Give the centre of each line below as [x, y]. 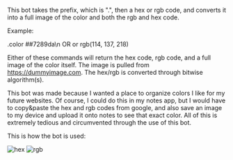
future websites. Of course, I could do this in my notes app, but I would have [116, 100]
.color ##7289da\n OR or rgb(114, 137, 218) [68, 44]
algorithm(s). [25, 80]
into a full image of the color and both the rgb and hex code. [93, 17]
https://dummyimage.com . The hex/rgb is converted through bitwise [105, 72]
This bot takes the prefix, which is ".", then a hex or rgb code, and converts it [117, 10]
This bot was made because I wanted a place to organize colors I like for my [116, 93]
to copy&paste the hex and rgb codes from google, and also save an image [115, 108]
